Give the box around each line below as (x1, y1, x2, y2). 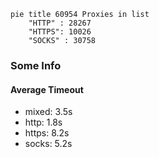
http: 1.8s (24, 116, 63, 129)
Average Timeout (10, 83, 84, 95)
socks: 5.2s (24, 138, 73, 150)
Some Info (10, 58, 62, 72)
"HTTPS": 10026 (28, 27, 92, 37)
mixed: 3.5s (24, 106, 73, 118)
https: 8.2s (24, 127, 70, 139)
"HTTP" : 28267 (28, 18, 92, 28)
